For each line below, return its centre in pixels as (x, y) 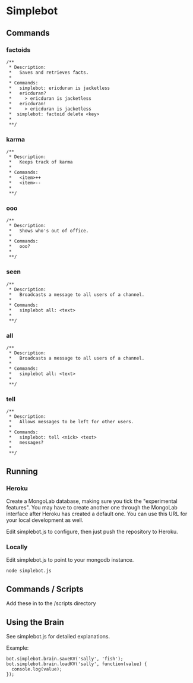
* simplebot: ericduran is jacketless (59, 88)
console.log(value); (37, 669)
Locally (17, 547)
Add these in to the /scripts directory (51, 603)
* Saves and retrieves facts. (49, 73)
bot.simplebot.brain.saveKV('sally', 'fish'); (65, 659)
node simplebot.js (29, 571)
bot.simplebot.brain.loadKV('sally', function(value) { (77, 664)
